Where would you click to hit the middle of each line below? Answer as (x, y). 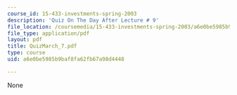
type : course (26, 53)
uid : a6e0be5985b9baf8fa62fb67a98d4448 (66, 59)
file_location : (30, 27)
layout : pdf (25, 40)
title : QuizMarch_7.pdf (42, 46)
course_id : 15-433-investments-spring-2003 (72, 14)
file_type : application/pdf (49, 33)
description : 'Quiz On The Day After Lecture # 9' (83, 20)
